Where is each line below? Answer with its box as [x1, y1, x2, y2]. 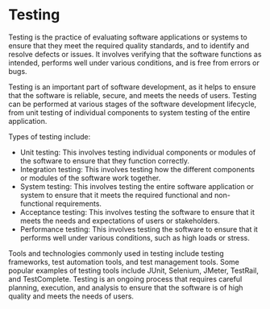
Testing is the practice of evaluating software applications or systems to [8, 32, 247, 42]
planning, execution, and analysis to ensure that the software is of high [8, 282, 243, 292]
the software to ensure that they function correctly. [19, 155, 189, 166]
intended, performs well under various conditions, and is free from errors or [8, 58, 260, 68]
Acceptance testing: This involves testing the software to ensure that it [19, 207, 255, 216]
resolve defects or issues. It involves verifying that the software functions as [8, 49, 262, 59]
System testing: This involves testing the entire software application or [19, 181, 254, 191]
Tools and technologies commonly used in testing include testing [8, 248, 224, 258]
